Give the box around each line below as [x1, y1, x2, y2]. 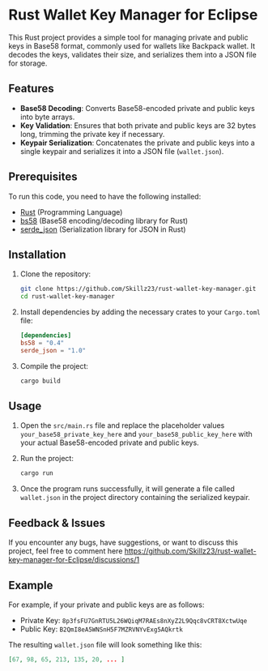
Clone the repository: [19, 269, 91, 279]
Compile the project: [19, 361, 89, 370]
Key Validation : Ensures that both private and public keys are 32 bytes [19, 120, 257, 130]
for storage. [8, 58, 48, 68]
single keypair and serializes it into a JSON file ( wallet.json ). [19, 146, 224, 156]
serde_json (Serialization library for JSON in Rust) [19, 224, 186, 234]
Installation [8, 247, 66, 261]
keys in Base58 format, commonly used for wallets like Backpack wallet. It [8, 41, 255, 50]
